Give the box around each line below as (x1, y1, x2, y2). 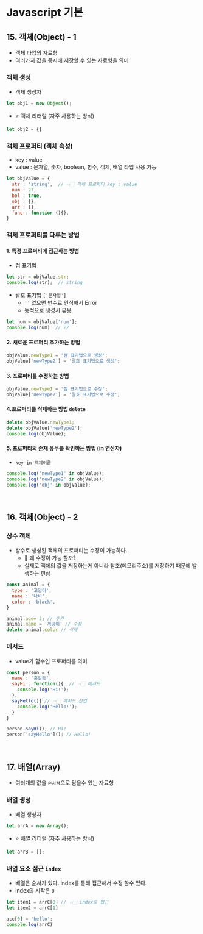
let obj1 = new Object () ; (6, 101, 72, 107)
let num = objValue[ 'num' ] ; (6, 319, 78, 325)
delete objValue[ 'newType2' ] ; (6, 425, 83, 431)
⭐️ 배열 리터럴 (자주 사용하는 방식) (15, 835, 94, 842)
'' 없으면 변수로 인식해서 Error (24, 299, 98, 307)
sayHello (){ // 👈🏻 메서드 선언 (12, 697, 87, 704)
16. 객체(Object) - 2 (6, 512, 78, 522)
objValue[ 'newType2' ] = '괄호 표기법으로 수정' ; (6, 391, 120, 397)
